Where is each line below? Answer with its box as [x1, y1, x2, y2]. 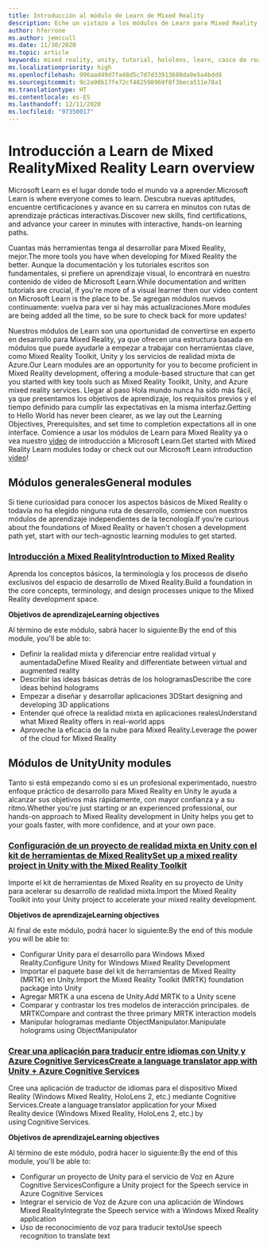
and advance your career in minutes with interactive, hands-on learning [8, 219, 242, 228]
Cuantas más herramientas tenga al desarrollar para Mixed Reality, [8, 243, 226, 252]
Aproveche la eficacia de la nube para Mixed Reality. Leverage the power [19, 725, 257, 735]
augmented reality [19, 666, 80, 676]
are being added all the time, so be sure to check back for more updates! [8, 310, 247, 320]
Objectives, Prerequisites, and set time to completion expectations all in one [8, 419, 257, 428]
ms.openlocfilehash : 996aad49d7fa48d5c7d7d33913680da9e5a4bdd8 [8, 71, 222, 79]
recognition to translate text [19, 1231, 110, 1241]
